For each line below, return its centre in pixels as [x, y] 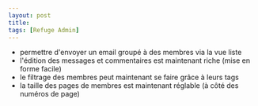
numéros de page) [50, 94]
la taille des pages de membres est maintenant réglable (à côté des [129, 86]
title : [19, 23]
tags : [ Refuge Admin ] [44, 30]
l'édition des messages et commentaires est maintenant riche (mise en [135, 60]
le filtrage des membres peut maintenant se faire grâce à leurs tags [129, 77]
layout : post [30, 15]
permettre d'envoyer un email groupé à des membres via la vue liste [131, 53]
